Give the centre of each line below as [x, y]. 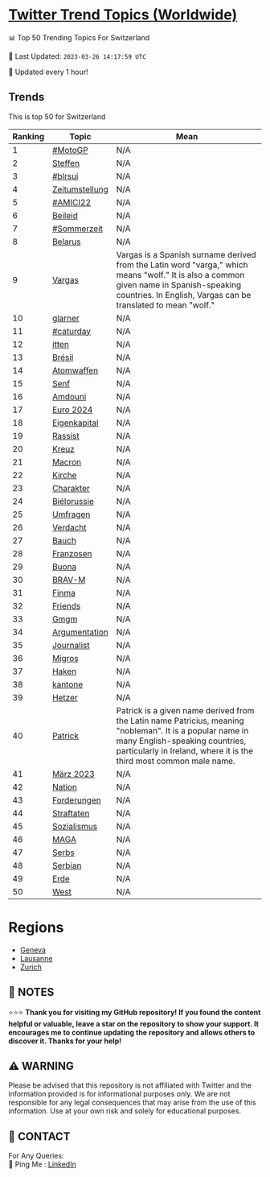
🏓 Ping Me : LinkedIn [42, 1164]
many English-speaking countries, [181, 741]
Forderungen [77, 800]
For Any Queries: [36, 1156]
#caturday [71, 331]
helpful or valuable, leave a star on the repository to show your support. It [134, 1023]
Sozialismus [75, 826]
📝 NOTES [31, 992]
